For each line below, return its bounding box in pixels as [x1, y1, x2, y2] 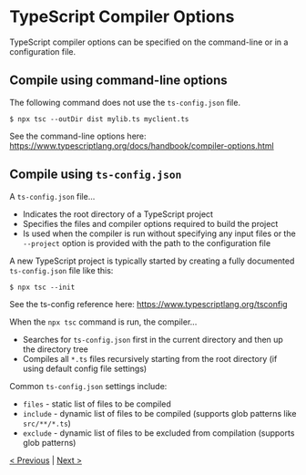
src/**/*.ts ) [22, 418, 71, 429]
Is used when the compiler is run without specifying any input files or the [22, 228, 296, 239]
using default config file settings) [22, 363, 148, 374]
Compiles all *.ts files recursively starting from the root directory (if [22, 353, 278, 364]
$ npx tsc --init [9, 283, 76, 292]
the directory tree [22, 344, 88, 355]
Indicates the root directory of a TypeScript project [22, 208, 214, 220]
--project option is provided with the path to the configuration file [22, 237, 271, 248]
